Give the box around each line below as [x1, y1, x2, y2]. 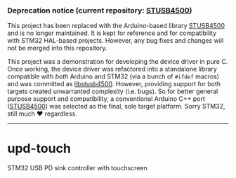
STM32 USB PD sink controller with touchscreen [7, 164, 147, 172]
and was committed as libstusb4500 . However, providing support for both [7, 80, 221, 88]
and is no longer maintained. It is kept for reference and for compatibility [7, 29, 217, 37]
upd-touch [7, 141, 72, 156]
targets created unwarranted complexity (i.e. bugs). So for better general [7, 87, 218, 96]
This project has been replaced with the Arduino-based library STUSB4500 [7, 22, 225, 30]
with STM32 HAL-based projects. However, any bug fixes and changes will [7, 36, 224, 45]
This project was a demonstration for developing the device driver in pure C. [7, 57, 228, 66]
